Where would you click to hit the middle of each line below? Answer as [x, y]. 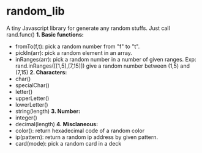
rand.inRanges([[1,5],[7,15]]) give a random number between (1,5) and [103, 66]
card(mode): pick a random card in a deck [68, 143]
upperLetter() [32, 98]
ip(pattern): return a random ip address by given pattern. [87, 137]
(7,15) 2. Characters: [41, 72]
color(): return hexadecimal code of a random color [80, 130]
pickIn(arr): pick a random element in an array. [74, 52]
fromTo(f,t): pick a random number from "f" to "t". [77, 46]
